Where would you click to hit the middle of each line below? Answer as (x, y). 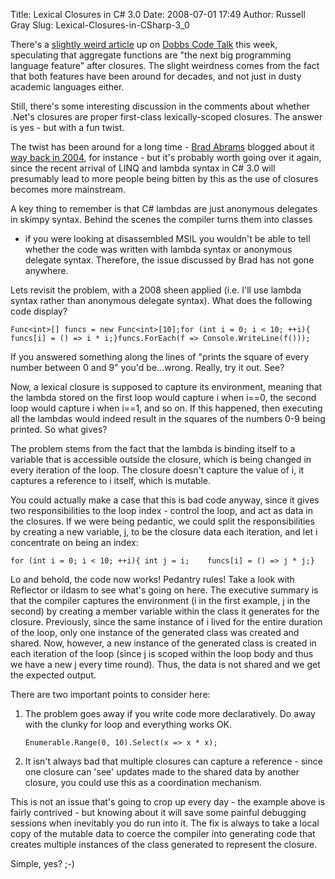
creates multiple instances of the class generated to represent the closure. (164, 844)
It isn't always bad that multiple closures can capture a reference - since (173, 761)
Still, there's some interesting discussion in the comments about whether (160, 106)
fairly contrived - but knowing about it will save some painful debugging (158, 812)
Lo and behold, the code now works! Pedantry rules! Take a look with (152, 579)
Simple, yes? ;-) (42, 863)
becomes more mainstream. (68, 189)
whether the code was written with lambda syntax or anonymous (158, 249)
